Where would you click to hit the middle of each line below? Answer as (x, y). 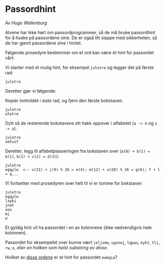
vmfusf (12, 142)
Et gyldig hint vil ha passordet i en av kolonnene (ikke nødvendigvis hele (79, 227)
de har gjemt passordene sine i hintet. (44, 43)
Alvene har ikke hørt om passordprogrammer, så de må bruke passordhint (80, 32)
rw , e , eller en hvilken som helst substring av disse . (57, 247)
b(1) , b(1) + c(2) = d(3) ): (32, 156)
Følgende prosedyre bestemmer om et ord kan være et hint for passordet (80, 53)
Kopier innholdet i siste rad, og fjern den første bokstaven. (64, 101)
